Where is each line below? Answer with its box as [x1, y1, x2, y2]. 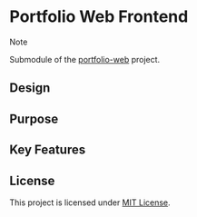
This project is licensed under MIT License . [9, 197, 171, 208]
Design [9, 80, 51, 96]
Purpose [9, 111, 59, 126]
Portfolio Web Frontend [9, 6, 189, 27]
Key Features [9, 143, 86, 158]
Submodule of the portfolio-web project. [9, 54, 161, 64]
